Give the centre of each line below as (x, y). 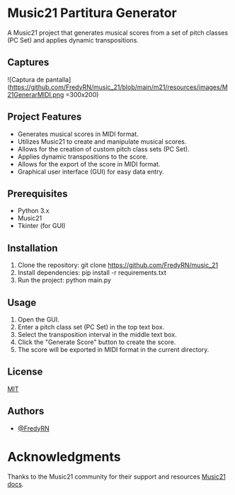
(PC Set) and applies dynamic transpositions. (73, 40)
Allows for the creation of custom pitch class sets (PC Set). (103, 149)
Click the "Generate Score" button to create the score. (97, 342)
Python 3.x (33, 211)
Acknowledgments (64, 456)
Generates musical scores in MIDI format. (78, 134)
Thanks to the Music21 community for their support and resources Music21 (117, 477)
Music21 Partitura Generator (92, 13)
